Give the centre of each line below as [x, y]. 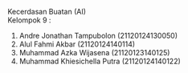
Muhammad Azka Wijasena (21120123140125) [94, 53]
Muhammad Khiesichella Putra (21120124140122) [100, 61]
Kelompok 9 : [29, 20]
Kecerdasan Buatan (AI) [47, 12]
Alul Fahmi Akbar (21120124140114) [77, 44]
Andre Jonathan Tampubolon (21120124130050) [98, 36]
